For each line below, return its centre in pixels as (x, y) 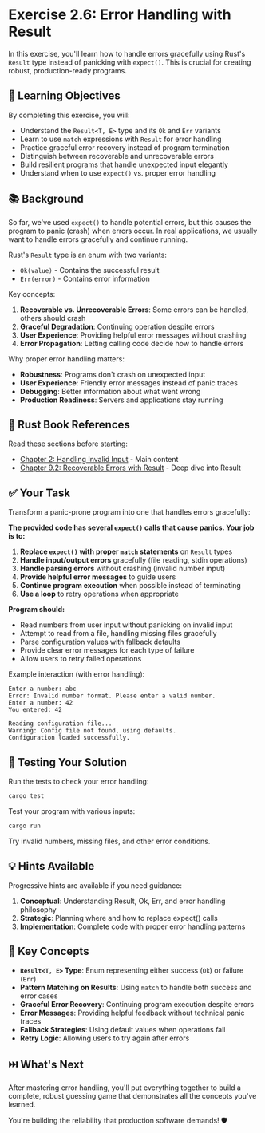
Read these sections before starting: (68, 444)
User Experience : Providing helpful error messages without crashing (133, 335)
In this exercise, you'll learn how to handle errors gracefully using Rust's (127, 53)
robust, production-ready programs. (68, 70)
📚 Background (46, 199)
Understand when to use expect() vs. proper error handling (118, 172)
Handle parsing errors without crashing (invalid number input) (123, 569)
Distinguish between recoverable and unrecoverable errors (117, 156)
